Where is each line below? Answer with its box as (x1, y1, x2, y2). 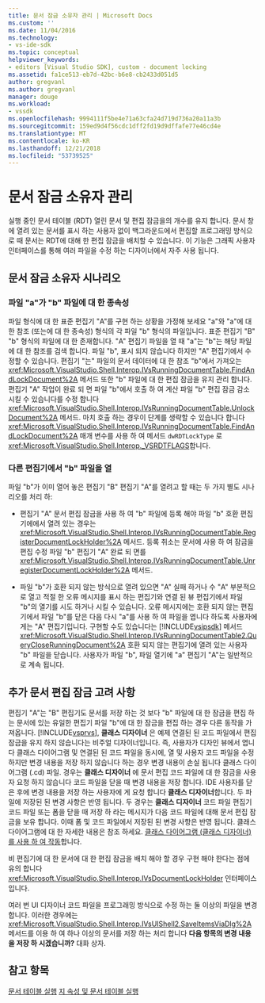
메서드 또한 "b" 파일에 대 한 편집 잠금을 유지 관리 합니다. (79, 374, 252, 384)
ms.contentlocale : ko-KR (8, 136, 90, 145)
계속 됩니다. (28, 660, 65, 670)
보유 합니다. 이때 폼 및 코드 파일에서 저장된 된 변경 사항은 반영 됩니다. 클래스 (22, 817, 257, 826)
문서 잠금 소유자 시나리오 (8, 271, 121, 285)
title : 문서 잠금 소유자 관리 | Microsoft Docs (8, 11, 153, 20)
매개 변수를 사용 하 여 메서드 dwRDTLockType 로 (79, 431, 223, 440)
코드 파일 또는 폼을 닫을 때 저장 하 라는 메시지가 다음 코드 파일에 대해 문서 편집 (8, 806, 248, 817)
